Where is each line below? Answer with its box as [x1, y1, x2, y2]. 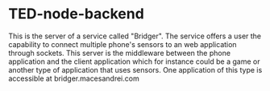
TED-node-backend [8, 5, 145, 23]
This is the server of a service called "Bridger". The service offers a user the [8, 31, 262, 41]
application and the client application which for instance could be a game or [8, 57, 260, 66]
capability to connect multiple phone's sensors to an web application [8, 39, 237, 49]
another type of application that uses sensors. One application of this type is [8, 65, 263, 74]
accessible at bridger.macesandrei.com [8, 73, 139, 83]
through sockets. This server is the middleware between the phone [8, 48, 231, 57]
